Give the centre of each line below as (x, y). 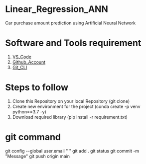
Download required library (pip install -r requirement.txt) (70, 117)
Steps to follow (37, 87)
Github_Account (29, 62)
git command (33, 137)
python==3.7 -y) (29, 112)
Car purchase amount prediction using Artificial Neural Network (71, 23)
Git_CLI (20, 67)
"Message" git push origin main (38, 156)
